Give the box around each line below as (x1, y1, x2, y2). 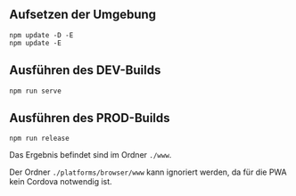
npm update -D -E (9, 30, 74, 39)
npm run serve (9, 86, 62, 95)
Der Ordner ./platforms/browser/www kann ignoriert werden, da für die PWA (9, 167, 287, 177)
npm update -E (9, 38, 62, 47)
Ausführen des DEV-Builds (9, 62, 161, 78)
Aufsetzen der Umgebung (9, 7, 157, 22)
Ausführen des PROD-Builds (9, 110, 171, 126)
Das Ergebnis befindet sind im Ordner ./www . (9, 150, 172, 160)
